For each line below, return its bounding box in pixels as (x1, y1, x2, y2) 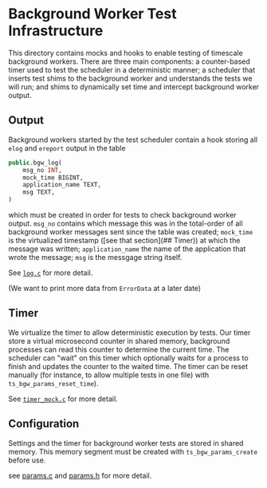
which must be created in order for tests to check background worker (8, 211, 237, 219)
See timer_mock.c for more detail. (8, 394, 118, 403)
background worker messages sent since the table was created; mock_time (8, 227, 253, 236)
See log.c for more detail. (8, 268, 93, 277)
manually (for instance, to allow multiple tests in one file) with (8, 370, 210, 380)
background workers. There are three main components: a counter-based (8, 57, 251, 66)
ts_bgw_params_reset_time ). (8, 378, 99, 388)
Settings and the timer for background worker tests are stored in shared (8, 438, 244, 447)
